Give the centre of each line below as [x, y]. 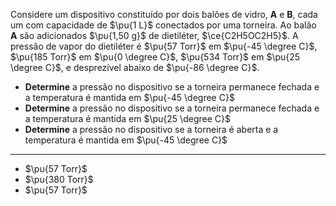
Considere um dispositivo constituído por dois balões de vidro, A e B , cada [164, 14]
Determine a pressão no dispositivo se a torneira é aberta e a [151, 129]
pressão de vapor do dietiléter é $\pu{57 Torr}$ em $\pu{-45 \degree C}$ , [164, 46]
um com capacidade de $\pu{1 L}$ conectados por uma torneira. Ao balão [163, 25]
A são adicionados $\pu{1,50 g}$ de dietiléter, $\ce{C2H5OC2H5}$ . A [154, 35]
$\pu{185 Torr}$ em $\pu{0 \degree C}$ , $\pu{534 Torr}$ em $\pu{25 [155, 57]
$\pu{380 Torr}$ [59, 179]
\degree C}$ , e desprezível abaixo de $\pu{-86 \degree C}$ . [135, 67]
